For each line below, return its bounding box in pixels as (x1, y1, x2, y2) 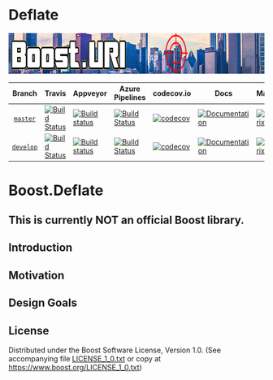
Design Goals (8, 296, 77, 310)
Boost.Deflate (8, 181, 104, 200)
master (13, 114, 37, 123)
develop (11, 143, 38, 151)
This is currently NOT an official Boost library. (8, 214, 245, 227)
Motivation (8, 268, 65, 282)
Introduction (8, 241, 73, 255)
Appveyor (72, 88, 107, 98)
